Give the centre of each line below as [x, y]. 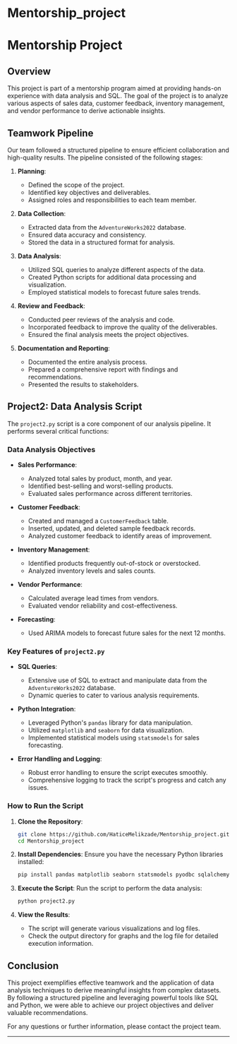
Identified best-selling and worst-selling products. [101, 486]
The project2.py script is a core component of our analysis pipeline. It [109, 423]
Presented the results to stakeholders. [83, 384]
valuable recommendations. [48, 1013]
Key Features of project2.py [56, 651]
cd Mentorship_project [51, 841]
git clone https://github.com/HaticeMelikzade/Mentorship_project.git [123, 834]
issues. [38, 788]
